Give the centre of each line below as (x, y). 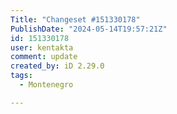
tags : (21, 76)
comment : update (44, 57)
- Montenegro (46, 85)
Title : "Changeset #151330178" (75, 19)
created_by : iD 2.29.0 (57, 66)
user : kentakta (42, 47)
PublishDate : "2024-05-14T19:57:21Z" (89, 29)
